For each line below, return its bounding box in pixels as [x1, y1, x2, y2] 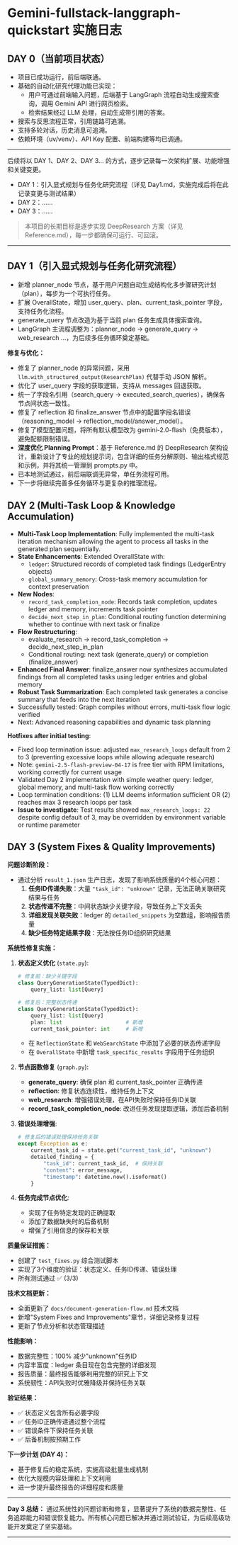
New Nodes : [17, 589, 55, 598]
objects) [28, 567, 53, 575]
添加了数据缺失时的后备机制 [28, 1217, 110, 1226]
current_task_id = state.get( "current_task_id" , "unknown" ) [30, 1147, 212, 1154]
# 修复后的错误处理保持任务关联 [17, 1133, 98, 1141]
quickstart [7, 23, 69, 38]
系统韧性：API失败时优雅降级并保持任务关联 [17, 1379, 147, 1387]
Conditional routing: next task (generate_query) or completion [28, 650, 209, 658]
